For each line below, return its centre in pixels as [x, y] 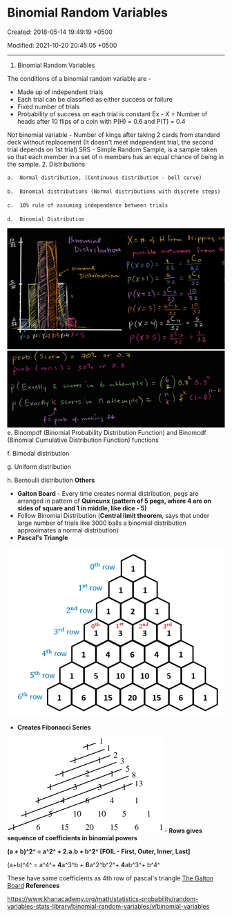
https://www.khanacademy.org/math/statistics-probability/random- [103, 899]
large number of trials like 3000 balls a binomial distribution [101, 523]
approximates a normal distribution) [68, 530]
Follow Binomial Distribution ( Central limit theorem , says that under [113, 515]
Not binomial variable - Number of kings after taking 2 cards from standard [114, 135]
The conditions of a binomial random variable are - [79, 78]
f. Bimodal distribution [38, 453]
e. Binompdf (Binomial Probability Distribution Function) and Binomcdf [107, 432]
